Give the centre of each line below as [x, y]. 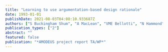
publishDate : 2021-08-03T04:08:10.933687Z [50, 19]
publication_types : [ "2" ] [32, 28]
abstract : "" [19, 33]
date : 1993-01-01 [23, 14]
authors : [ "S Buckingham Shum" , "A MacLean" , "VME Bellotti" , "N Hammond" [85, 24]
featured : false [22, 38]
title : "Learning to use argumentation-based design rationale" [73, 10]
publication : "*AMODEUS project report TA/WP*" [56, 42]
